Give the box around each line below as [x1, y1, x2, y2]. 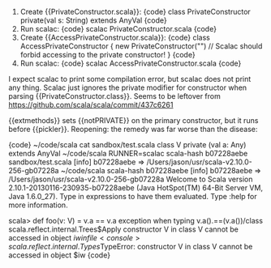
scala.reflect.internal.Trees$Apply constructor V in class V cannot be [8, 224, 239, 234]
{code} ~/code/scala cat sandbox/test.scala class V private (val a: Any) [8, 140, 247, 149]
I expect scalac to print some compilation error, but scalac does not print [8, 74, 252, 83]
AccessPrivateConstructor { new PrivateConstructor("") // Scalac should [19, 41, 263, 51]
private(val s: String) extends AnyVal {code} [19, 15, 168, 25]
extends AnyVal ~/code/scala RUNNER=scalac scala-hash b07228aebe [8, 149, 248, 158]
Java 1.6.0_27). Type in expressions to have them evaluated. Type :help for [8, 192, 257, 201]
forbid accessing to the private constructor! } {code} [19, 50, 196, 59]
